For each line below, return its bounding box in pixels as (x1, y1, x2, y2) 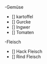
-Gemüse (4, 4, 24, 10)
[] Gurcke (11, 19, 31, 25)
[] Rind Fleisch (11, 54, 41, 60)
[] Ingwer (11, 24, 30, 30)
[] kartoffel (11, 14, 33, 19)
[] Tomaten (11, 30, 34, 35)
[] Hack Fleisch (11, 49, 43, 54)
